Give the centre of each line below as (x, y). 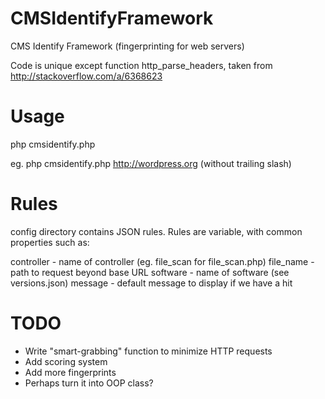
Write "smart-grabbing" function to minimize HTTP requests (148, 351)
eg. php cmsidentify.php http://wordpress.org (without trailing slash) (151, 163)
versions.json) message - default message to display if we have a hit (151, 283)
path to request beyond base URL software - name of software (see (150, 272)
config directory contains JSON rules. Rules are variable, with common (156, 231)
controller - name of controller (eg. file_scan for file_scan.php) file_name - (162, 261)
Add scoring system (66, 361)
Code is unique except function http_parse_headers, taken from (141, 65)
